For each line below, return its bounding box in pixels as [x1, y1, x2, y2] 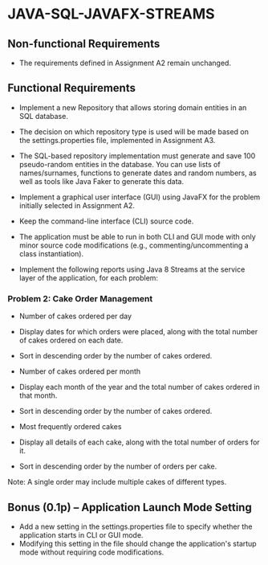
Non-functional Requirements [7, 37, 160, 51]
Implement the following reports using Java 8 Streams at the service [18, 264, 246, 274]
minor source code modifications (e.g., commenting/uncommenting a [18, 240, 250, 250]
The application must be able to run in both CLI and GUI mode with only [18, 231, 256, 241]
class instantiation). [18, 248, 84, 258]
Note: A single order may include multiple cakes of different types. [7, 477, 227, 487]
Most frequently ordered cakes [18, 422, 122, 432]
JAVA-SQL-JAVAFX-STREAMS [7, 5, 215, 23]
